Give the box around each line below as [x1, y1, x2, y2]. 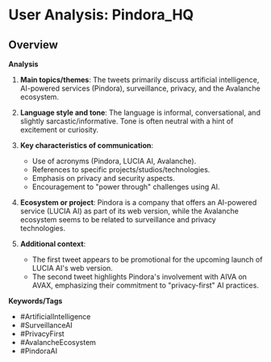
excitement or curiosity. [19, 125, 99, 134]
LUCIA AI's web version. [31, 263, 113, 272]
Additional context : [19, 239, 86, 248]
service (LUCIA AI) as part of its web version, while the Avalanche [19, 206, 240, 216]
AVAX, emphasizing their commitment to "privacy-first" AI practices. [31, 280, 260, 290]
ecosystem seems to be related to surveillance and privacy [19, 215, 216, 224]
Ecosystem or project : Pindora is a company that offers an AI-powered [19, 198, 257, 207]
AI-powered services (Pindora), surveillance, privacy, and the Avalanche [19, 83, 261, 93]
